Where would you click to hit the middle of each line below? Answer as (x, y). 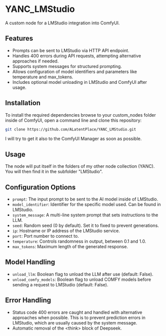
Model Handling (30, 262)
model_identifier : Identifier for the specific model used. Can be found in (86, 204)
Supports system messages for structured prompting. (67, 66)
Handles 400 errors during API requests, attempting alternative (77, 56)
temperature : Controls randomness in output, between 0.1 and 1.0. (79, 241)
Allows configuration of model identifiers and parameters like (75, 71)
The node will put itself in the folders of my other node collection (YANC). (80, 166)
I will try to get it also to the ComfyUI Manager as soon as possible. (74, 139)
